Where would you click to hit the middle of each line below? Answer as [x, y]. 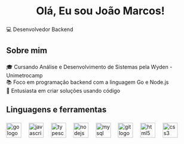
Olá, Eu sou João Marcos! [100, 11]
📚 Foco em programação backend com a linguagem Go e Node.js [88, 82]
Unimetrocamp [24, 76]
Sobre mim [27, 50]
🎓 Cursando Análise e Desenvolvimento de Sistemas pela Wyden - [89, 67]
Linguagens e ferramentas [56, 109]
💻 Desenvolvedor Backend [40, 29]
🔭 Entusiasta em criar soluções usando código [63, 91]
